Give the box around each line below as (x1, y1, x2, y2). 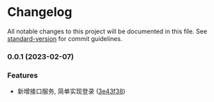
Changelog (7, 4, 72, 20)
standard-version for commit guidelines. (7, 34, 123, 42)
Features (7, 70, 38, 80)
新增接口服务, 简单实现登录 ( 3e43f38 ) (17, 87, 125, 96)
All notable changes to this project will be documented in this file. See (7, 27, 208, 35)
